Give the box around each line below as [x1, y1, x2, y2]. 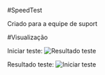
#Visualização [7, 33, 48, 41]
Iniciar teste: [7, 47, 43, 55]
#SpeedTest [7, 6, 43, 14]
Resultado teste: [7, 60, 55, 69]
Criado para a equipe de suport [7, 20, 98, 27]
